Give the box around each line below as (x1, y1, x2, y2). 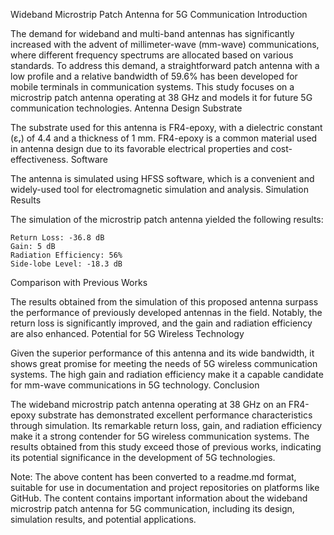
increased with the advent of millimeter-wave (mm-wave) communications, (10, 39, 320, 50)
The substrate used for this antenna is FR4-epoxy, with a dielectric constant (10, 122, 323, 133)
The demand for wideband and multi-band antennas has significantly (10, 28, 295, 39)
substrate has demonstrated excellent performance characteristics (38, 409, 313, 421)
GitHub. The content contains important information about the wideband (10, 492, 308, 504)
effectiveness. (10, 154, 69, 165)
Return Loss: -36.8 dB (10, 233, 105, 243)
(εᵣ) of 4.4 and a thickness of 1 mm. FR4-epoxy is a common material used (10, 132, 318, 144)
